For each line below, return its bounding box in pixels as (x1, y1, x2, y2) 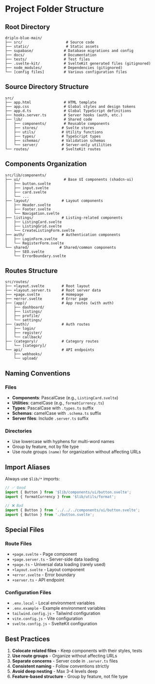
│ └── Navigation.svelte (5, 211, 60, 216)
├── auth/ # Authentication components (5, 232, 121, 237)
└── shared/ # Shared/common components (5, 245, 117, 250)
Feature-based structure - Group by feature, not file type (12, 674, 128, 680)
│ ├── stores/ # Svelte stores (5, 125, 95, 130)
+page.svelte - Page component (12, 551, 77, 557)
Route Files (5, 540, 32, 547)
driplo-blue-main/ (5, 35, 42, 40)
